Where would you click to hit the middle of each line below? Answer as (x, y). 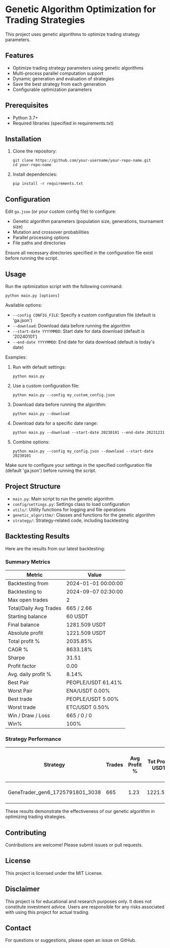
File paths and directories (39, 243)
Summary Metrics (28, 561)
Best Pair (18, 682)
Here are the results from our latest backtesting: (55, 548)
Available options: (24, 305)
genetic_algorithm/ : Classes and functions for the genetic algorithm (84, 515)
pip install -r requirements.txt (48, 184)
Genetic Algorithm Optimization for (80, 9)
